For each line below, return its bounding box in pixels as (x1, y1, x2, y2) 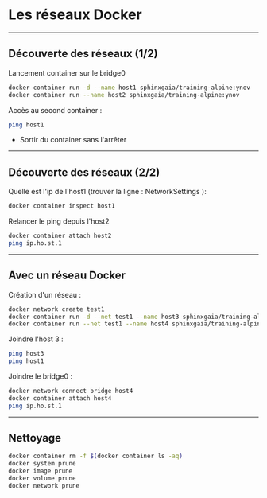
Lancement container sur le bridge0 (8, 68, 126, 77)
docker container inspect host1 (8, 202, 115, 210)
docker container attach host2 (8, 232, 112, 240)
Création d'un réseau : (8, 290, 82, 299)
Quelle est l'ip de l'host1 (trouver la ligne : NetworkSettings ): (8, 187, 207, 196)
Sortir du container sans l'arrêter (19, 135, 127, 145)
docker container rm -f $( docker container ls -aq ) (8, 452, 183, 461)
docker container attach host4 (8, 394, 112, 403)
